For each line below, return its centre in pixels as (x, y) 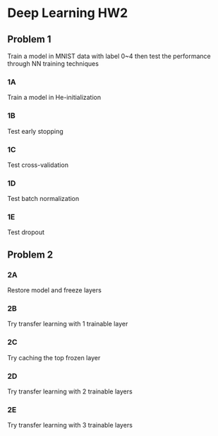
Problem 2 (30, 254)
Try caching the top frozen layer (54, 357)
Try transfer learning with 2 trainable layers (70, 391)
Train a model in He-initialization (54, 98)
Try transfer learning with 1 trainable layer (68, 324)
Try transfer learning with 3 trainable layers (70, 425)
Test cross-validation (38, 165)
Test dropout (26, 232)
